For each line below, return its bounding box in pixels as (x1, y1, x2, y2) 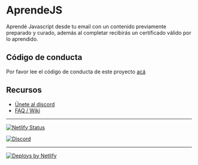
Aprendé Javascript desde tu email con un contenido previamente (6, 23, 167, 30)
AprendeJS (6, 4, 63, 17)
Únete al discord (14, 100, 55, 107)
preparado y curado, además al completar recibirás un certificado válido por (6, 29, 192, 36)
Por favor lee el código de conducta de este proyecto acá (6, 68, 146, 75)
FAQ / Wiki (14, 107, 40, 114)
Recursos (6, 85, 42, 95)
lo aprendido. (6, 35, 38, 42)
